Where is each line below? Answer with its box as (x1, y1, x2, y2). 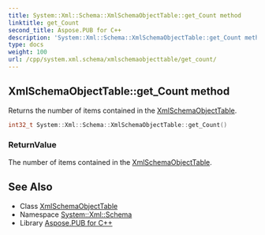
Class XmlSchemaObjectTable (19, 201, 118, 211)
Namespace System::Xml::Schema (19, 210, 132, 219)
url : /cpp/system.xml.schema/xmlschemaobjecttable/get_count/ (8, 56, 217, 64)
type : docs (8, 41, 44, 49)
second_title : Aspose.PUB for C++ (8, 26, 122, 34)
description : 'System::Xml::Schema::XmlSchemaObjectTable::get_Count (8, 33, 242, 42)
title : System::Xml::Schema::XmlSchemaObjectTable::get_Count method (8, 11, 242, 20)
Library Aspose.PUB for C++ (19, 218, 113, 227)
